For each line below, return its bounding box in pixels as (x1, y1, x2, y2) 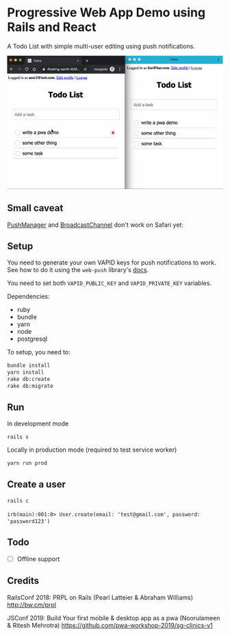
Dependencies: (7, 293, 50, 301)
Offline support (16, 554, 60, 563)
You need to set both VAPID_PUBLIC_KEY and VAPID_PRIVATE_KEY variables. (7, 279, 212, 287)
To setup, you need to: (7, 348, 71, 356)
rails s (7, 434, 29, 441)
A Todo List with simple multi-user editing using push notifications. (7, 42, 195, 50)
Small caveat (7, 202, 64, 214)
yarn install (7, 369, 44, 376)
